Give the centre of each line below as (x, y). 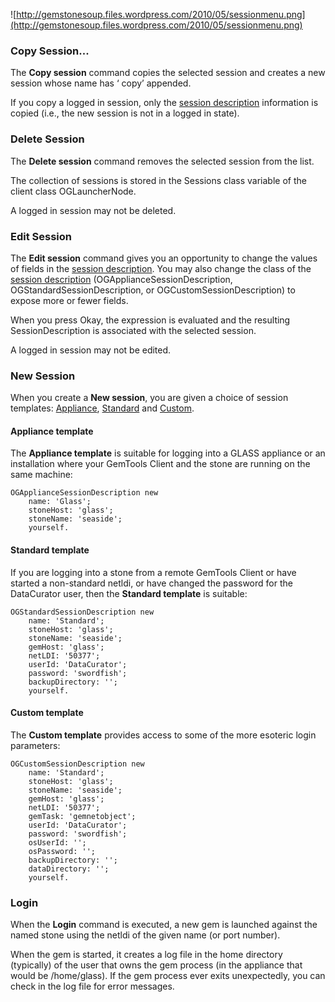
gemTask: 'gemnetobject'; (82, 816)
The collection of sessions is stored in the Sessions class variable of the (158, 180)
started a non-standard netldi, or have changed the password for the (151, 583)
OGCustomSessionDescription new (77, 764)
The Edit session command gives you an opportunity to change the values (164, 258)
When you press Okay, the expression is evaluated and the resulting (150, 320)
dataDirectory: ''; (69, 869)
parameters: (35, 745)
